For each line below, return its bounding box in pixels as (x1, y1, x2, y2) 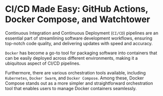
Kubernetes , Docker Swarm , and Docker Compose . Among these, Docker (5, 75, 144, 81)
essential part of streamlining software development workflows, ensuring (5, 35, 153, 41)
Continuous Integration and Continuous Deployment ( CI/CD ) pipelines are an (5, 30, 159, 36)
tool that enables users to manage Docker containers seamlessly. (5, 85, 137, 91)
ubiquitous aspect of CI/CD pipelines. (5, 60, 81, 66)
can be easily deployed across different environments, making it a (5, 55, 138, 61)
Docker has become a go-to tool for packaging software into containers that (5, 50, 158, 56)
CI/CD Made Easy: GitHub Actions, (5, 3, 148, 15)
